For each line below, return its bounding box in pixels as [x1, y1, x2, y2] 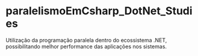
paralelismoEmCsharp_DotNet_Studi [5, 4, 193, 18]
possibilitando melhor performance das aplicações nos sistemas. [5, 43, 167, 50]
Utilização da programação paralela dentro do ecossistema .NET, [5, 36, 167, 43]
